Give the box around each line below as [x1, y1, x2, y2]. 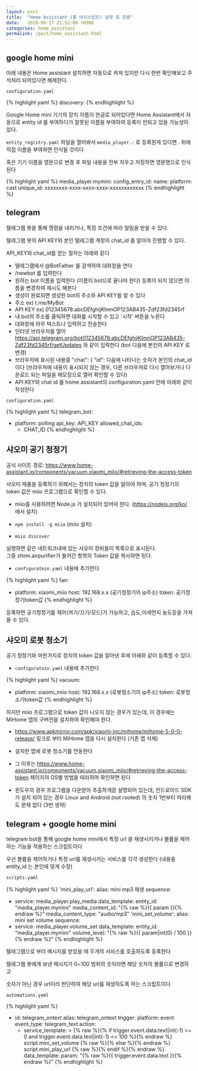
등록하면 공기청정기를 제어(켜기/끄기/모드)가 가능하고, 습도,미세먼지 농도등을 [6, 609, 182, 616]
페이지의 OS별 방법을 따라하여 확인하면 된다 [30, 774, 131, 781]
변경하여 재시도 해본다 [25, 284, 77, 291]
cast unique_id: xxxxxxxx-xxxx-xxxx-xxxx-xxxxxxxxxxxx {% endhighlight [6, 184, 185, 191]
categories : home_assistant [6, 25, 76, 31]
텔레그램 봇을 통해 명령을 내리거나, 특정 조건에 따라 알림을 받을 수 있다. [6, 224, 169, 231]
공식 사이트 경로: [6, 461, 44, 469]
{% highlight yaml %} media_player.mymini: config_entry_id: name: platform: [6, 177, 193, 185]
